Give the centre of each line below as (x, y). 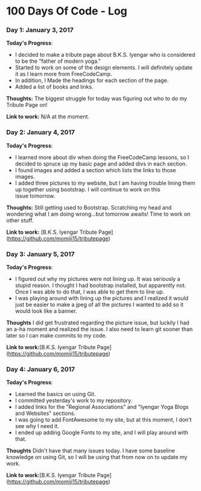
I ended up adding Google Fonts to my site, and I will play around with (101, 432)
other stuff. (20, 220)
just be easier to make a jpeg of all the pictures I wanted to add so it (99, 305)
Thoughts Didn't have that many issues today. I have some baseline (91, 451)
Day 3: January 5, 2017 (40, 254)
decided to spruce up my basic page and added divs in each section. (101, 164)
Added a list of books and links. (54, 87)
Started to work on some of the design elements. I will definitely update (104, 68)
